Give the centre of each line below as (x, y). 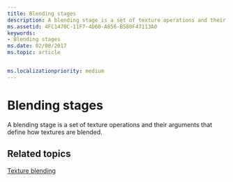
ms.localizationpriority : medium (56, 71)
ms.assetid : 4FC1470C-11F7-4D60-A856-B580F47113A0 (82, 26)
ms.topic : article (34, 53)
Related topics (39, 154)
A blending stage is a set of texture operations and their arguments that (110, 124)
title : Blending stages (42, 14)
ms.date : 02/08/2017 (37, 46)
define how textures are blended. (55, 132)
